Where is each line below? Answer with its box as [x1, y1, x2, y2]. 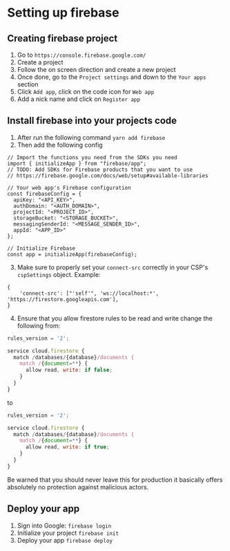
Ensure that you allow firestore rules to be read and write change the [17, 314, 213, 323]
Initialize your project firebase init [17, 528, 119, 537]
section [17, 80, 39, 88]
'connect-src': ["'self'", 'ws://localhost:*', [19, 289, 159, 297]
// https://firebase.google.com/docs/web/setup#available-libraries [7, 172, 209, 179]
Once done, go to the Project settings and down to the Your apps [17, 73, 207, 81]
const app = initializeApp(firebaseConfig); [7, 251, 137, 258]
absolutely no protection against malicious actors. [7, 482, 149, 491]
